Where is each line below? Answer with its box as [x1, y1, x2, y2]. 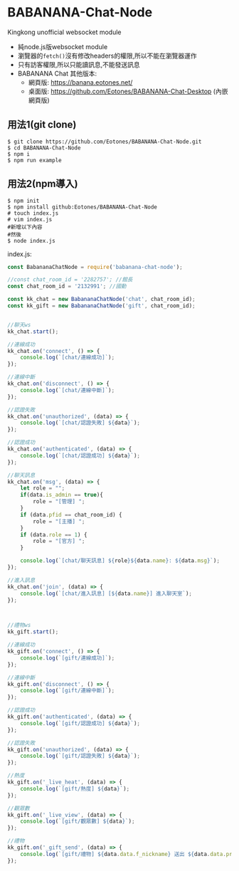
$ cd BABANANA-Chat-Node [7, 144, 81, 152]
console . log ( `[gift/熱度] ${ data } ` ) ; [20, 785, 130, 792]
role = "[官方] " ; [33, 538, 85, 545]
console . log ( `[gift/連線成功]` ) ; [20, 654, 115, 662]
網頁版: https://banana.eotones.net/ [28, 78, 133, 86]
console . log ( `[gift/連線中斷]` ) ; [20, 687, 115, 695]
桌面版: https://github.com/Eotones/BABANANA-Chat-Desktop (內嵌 [28, 87, 228, 95]
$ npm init [7, 197, 40, 204]
